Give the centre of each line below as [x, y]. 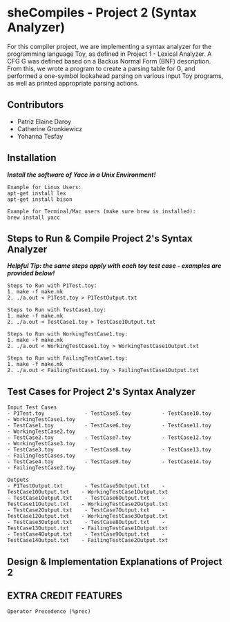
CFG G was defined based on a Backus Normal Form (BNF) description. [109, 61]
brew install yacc [33, 217]
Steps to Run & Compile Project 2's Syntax [100, 239]
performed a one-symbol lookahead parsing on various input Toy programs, [115, 76]
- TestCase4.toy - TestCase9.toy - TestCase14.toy [109, 462]
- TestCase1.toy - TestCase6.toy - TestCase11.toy [109, 426]
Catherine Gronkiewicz [50, 128]
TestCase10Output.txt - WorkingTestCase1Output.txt [88, 492]
